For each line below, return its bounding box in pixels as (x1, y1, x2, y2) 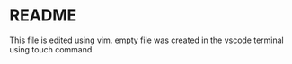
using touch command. (9, 44, 94, 54)
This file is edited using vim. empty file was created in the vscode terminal (9, 35, 285, 45)
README (9, 5, 77, 26)
